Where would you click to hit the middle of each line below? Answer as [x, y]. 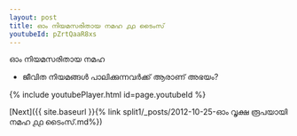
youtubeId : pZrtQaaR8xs [53, 34]
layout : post [33, 17]
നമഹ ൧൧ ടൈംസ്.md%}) [56, 122]
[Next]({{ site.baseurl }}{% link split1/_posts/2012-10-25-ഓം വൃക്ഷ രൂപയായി [148, 112]
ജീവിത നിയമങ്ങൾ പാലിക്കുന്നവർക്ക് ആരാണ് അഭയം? [120, 77]
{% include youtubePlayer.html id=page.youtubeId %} [108, 95]
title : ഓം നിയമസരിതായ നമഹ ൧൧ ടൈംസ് [87, 26]
